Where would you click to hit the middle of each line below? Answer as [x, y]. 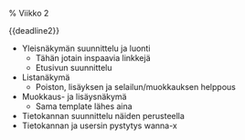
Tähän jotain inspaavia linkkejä [93, 58]
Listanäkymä [46, 77]
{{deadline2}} [34, 30]
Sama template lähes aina [84, 106]
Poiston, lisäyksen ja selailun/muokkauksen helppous [136, 87]
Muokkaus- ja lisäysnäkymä [74, 96]
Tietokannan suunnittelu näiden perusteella [103, 116]
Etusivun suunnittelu [74, 68]
